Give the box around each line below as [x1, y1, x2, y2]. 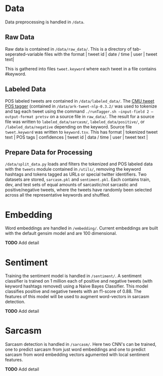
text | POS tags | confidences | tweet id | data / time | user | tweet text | [5, 134, 148, 140]
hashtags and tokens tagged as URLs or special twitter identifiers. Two [5, 171, 147, 178]
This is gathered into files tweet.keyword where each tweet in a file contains [5, 66, 157, 72]
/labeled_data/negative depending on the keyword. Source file [5, 124, 132, 129]
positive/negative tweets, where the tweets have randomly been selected [5, 187, 152, 193]
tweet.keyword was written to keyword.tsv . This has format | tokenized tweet [5, 129, 158, 135]
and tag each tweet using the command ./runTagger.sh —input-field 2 [5, 108, 149, 114]
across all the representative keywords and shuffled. [5, 192, 110, 198]
